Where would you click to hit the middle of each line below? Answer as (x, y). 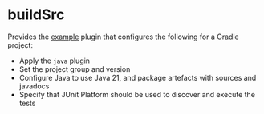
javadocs (34, 86)
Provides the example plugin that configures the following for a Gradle (123, 37)
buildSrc (36, 15)
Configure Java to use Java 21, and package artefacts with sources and (138, 77)
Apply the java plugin (54, 61)
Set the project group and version (75, 69)
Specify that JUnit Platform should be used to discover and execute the (137, 94)
